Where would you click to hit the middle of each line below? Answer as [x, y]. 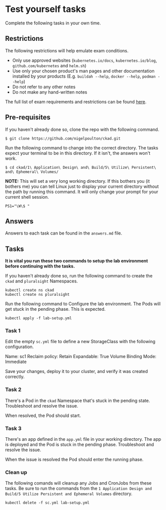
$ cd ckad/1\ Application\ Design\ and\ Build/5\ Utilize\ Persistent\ [81, 167]
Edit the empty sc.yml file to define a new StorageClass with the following [80, 342]
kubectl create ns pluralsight [37, 295]
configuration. [19, 347]
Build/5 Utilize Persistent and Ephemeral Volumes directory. [69, 494]
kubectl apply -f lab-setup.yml [38, 318]
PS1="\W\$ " [17, 206]
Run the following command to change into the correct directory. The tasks [82, 147]
